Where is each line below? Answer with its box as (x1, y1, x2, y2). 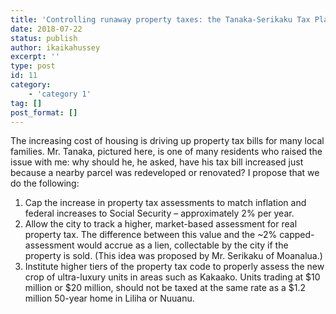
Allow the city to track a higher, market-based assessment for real (24, 218, 298, 230)
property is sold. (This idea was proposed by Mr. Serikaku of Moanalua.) (24, 250, 323, 262)
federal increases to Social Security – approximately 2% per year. (24, 207, 295, 220)
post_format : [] (10, 107, 78, 118)
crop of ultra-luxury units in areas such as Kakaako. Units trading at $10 (24, 271, 321, 283)
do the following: (10, 177, 80, 190)
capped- (279, 229, 315, 241)
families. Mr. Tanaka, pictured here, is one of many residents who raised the (10, 146, 323, 158)
